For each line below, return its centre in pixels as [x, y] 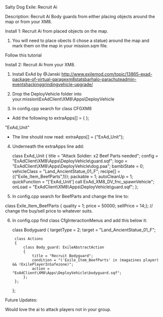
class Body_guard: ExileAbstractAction [64, 247]
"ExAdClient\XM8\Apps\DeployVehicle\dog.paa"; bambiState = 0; [78, 166]
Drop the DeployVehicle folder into [47, 94]
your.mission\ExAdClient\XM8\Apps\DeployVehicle [63, 99]
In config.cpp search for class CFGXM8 [52, 109]
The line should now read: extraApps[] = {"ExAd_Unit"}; [68, 137]
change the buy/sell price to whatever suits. [49, 211]
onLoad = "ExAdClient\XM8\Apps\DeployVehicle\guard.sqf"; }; [75, 187]
